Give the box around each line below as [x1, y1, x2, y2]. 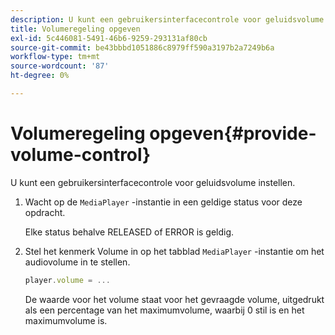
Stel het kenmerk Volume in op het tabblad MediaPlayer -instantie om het [24, 245, 325, 257]
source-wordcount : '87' [10, 61, 110, 71]
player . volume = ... [24, 275, 111, 285]
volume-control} [10, 144, 152, 166]
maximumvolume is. [24, 314, 108, 326]
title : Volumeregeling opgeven [10, 24, 141, 34]
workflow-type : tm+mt [10, 52, 101, 62]
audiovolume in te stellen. [24, 256, 131, 268]
